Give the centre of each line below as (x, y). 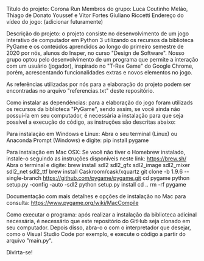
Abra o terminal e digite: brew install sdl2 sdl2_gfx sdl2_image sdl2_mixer (98, 165)
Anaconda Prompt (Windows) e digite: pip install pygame (78, 140)
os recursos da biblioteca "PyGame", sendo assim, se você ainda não (93, 109)
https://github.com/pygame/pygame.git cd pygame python (116, 178)
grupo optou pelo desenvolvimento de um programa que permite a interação (102, 59)
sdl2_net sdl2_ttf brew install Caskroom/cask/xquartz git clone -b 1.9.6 (95, 171)
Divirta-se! (19, 252)
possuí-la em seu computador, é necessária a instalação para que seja (95, 116)
